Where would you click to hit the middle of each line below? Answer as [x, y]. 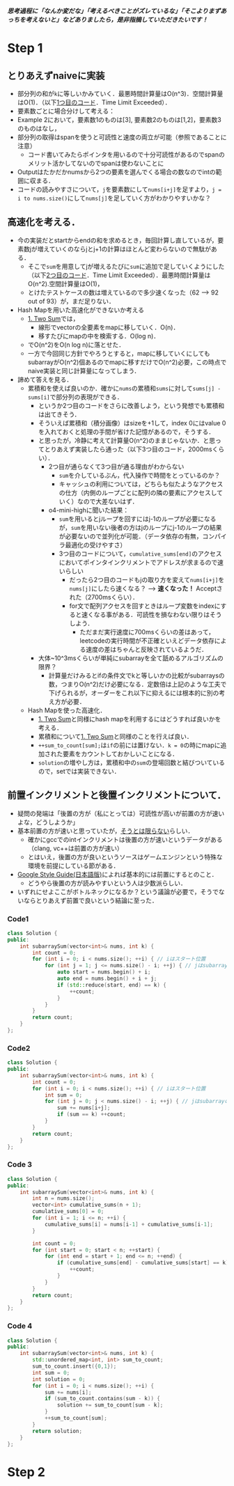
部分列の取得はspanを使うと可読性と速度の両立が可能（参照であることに [122, 137]
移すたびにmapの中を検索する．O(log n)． [99, 336]
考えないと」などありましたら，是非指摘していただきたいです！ [117, 19]
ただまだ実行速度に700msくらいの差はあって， [147, 632]
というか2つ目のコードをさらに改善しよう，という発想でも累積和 [131, 405]
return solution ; [57, 1431]
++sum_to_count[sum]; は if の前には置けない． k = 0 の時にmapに [129, 745]
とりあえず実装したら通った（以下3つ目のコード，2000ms [128, 449]
